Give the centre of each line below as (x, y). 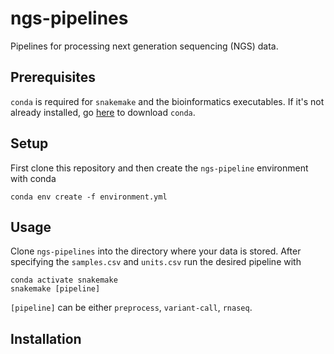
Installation (46, 338)
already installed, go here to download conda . (103, 112)
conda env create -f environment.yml (89, 197)
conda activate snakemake (64, 280)
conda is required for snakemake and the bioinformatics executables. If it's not (167, 101)
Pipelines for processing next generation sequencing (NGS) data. (144, 46)
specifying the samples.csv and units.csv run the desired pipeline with (156, 262)
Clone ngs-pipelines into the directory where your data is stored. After (156, 251)
